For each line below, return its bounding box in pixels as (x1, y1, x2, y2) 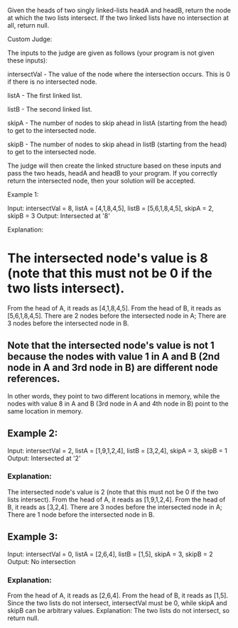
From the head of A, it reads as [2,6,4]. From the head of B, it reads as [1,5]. (7, 591, 229, 600)
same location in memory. (7, 406, 83, 415)
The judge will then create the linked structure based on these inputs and (7, 161, 222, 170)
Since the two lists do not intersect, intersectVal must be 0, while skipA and (7, 598, 227, 607)
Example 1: (7, 190, 39, 198)
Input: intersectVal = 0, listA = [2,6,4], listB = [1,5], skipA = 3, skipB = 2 (7, 550, 213, 558)
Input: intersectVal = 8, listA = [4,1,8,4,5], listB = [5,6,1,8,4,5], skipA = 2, (7, 204, 215, 212)
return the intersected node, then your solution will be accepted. (7, 177, 196, 185)
